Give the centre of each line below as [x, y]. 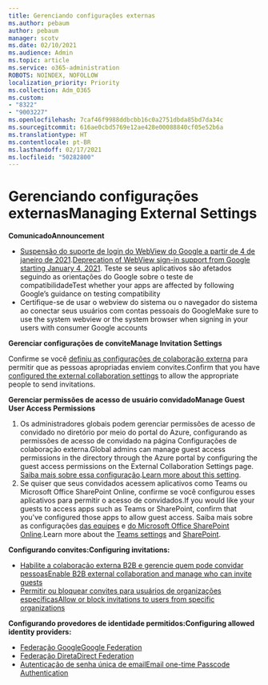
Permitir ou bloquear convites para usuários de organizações [120, 591]
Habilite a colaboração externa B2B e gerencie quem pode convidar [132, 566]
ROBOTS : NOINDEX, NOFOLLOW [53, 75]
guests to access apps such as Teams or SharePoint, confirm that [128, 509]
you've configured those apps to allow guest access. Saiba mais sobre [136, 518]
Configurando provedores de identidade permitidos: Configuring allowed [132, 623]
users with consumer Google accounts [84, 328]
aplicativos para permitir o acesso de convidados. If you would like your [137, 500]
